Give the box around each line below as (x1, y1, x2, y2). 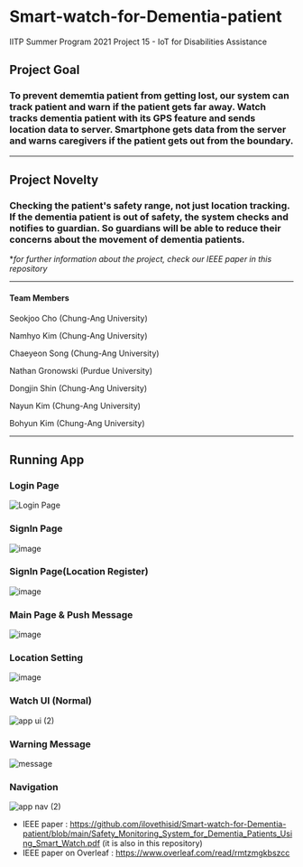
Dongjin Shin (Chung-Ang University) (9, 382, 148, 394)
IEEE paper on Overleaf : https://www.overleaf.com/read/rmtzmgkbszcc (22, 847, 290, 859)
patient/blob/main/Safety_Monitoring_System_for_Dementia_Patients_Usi (22, 828, 293, 839)
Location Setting (9, 652, 84, 665)
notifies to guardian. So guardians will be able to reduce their (9, 221, 281, 234)
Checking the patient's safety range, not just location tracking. (9, 199, 290, 211)
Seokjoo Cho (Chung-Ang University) (9, 312, 149, 323)
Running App (9, 452, 85, 467)
